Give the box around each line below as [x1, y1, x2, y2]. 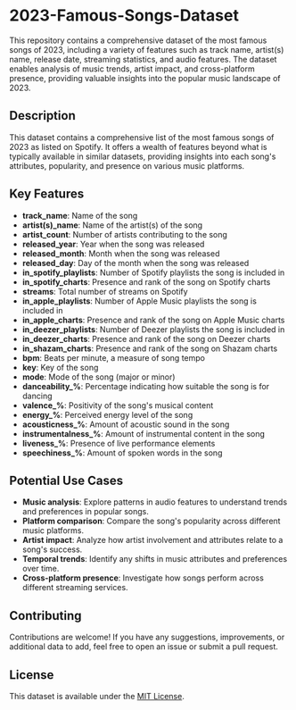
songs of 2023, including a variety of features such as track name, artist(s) [9, 44, 284, 54]
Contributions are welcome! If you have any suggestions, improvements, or [9, 631, 285, 643]
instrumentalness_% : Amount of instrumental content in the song [21, 428, 266, 439]
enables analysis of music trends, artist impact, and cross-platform [9, 63, 256, 74]
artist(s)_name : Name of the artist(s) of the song [21, 220, 203, 230]
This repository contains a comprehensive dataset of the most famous [9, 35, 267, 46]
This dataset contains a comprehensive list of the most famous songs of [9, 131, 275, 143]
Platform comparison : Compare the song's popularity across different [21, 515, 281, 527]
